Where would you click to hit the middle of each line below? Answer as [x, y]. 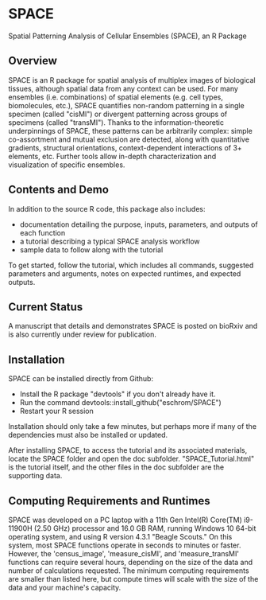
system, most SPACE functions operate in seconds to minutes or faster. [125, 545]
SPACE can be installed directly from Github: [81, 379]
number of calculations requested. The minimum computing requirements [129, 571]
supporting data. [35, 476]
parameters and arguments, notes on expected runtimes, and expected [125, 273]
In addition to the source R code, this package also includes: [107, 208]
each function [42, 232]
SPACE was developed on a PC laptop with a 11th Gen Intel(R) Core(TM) [125, 520]
